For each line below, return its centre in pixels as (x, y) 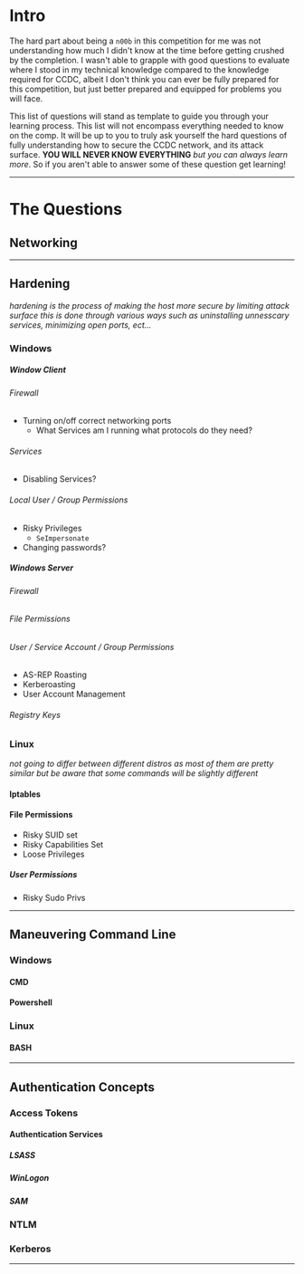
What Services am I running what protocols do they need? (144, 430)
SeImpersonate (62, 538)
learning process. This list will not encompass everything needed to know (147, 125)
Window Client (38, 370)
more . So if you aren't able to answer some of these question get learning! (148, 164)
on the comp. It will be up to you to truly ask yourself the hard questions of (148, 135)
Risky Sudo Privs (54, 897)
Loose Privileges (53, 854)
